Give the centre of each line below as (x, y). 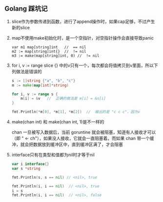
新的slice (21, 27)
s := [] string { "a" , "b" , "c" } (43, 81)
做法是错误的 (29, 71)
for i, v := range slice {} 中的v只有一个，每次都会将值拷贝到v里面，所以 (83, 65)
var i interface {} (30, 164)
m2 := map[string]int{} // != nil (49, 51)
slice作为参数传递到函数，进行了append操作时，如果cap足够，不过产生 (83, 21)
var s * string (26, 168)
